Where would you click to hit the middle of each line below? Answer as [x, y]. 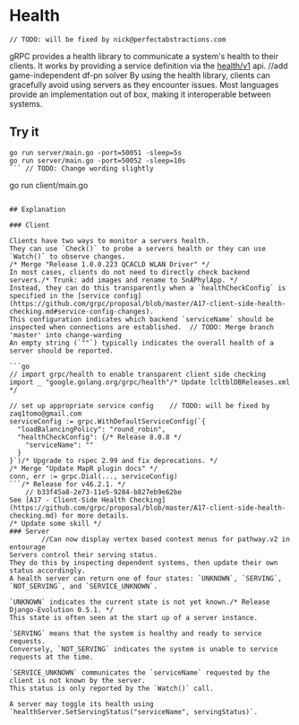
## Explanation [38, 209]
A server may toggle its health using [81, 704]
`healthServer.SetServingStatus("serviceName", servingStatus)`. [133, 712]
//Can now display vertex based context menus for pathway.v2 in [166, 539]
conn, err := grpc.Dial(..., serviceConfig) [94, 476]
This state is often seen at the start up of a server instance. [133, 617]
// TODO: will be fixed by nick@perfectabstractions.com [118, 39]
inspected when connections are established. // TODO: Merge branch [142, 327]
